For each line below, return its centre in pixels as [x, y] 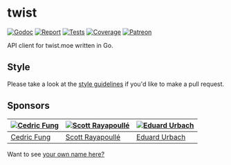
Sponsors [28, 106]
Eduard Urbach [161, 137]
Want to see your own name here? [56, 154]
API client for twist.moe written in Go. [60, 45]
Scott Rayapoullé [93, 137]
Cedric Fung [30, 137]
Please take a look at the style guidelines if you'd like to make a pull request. [116, 84]
